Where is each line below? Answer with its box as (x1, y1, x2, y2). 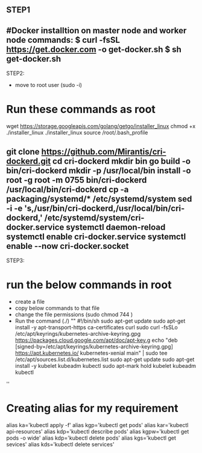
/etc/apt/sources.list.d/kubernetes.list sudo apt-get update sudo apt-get (14, 356, 195, 363)
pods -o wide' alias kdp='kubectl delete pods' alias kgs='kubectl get (6, 434, 177, 442)
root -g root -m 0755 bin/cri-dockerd (6, 175, 147, 185)
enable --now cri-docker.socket (6, 241, 129, 251)
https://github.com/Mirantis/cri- (41, 146, 166, 156)
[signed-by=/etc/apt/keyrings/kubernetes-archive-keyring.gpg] (14, 342, 174, 350)
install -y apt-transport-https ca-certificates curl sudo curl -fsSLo (14, 323, 178, 331)
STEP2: (6, 69, 25, 77)
